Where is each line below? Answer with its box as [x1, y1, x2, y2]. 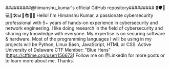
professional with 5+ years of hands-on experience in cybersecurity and [5, 20, 158, 26]
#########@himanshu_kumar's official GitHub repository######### [5, 5, 155, 11]
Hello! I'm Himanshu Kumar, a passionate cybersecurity [36, 12, 154, 18]
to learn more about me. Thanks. [5, 58, 74, 63]
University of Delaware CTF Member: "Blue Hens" [5, 47, 111, 53]
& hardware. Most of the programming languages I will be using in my [5, 36, 152, 42]
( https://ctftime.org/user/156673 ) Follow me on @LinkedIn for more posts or [5, 52, 165, 58]
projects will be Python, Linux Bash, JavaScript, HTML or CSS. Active [5, 41, 152, 48]
